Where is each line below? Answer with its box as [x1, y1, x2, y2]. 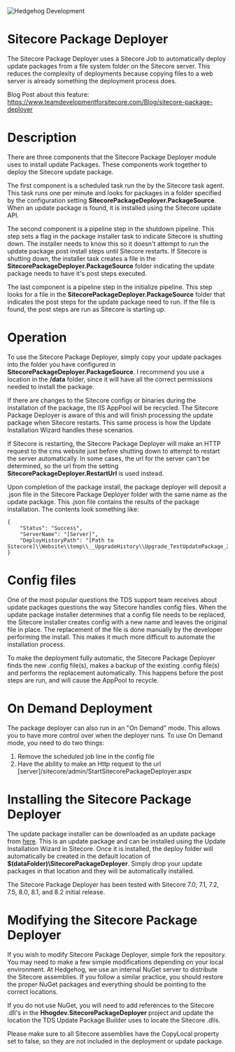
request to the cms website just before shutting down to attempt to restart [7, 447, 220, 455]
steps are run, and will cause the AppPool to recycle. [7, 675, 159, 685]
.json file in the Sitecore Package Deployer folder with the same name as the [7, 490, 227, 498]
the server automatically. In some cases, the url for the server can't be [7, 454, 210, 463]
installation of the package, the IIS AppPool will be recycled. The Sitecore [7, 403, 219, 412]
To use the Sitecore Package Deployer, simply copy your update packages [7, 353, 222, 361]
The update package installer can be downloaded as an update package [7, 829, 216, 838]
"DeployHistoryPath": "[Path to [20, 537, 114, 544]
